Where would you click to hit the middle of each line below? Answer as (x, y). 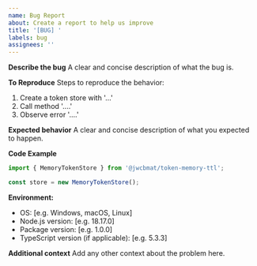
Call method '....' (46, 107)
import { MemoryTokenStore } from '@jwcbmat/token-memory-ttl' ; (116, 168)
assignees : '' (32, 45)
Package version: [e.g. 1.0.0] (66, 229)
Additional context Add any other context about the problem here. (117, 253)
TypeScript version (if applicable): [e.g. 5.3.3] (93, 238)
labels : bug (28, 37)
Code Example (32, 154)
